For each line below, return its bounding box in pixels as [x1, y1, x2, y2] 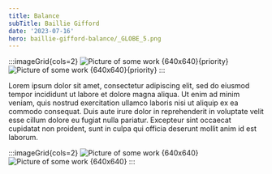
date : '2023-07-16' [8, 27, 75, 35]
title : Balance [8, 11, 60, 20]
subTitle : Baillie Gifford [8, 19, 100, 28]
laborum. [8, 133, 39, 142]
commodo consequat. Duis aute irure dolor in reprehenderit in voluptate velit [8, 107, 264, 117]
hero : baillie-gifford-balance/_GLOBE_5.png [8, 34, 162, 43]
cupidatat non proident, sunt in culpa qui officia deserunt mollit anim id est [8, 124, 257, 134]
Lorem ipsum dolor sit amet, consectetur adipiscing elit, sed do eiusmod [8, 81, 250, 91]
